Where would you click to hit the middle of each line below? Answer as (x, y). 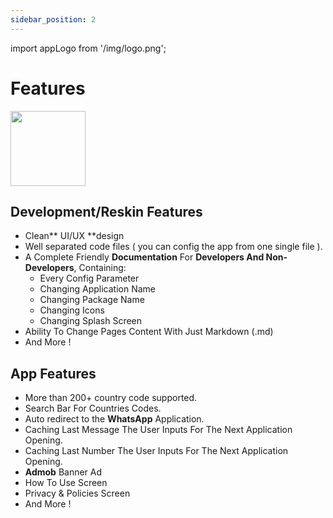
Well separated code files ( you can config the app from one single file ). (173, 247)
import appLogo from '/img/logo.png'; (88, 48)
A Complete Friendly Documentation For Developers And (144, 257)
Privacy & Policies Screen (77, 493)
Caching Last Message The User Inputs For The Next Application (158, 430)
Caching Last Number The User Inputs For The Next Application (156, 451)
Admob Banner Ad (63, 472)
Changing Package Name (92, 300)
